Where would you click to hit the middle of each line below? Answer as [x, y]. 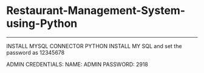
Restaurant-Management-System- [96, 11]
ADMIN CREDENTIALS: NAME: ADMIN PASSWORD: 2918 [77, 64]
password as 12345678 [36, 52]
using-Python [42, 23]
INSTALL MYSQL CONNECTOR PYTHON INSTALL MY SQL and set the [94, 46]
